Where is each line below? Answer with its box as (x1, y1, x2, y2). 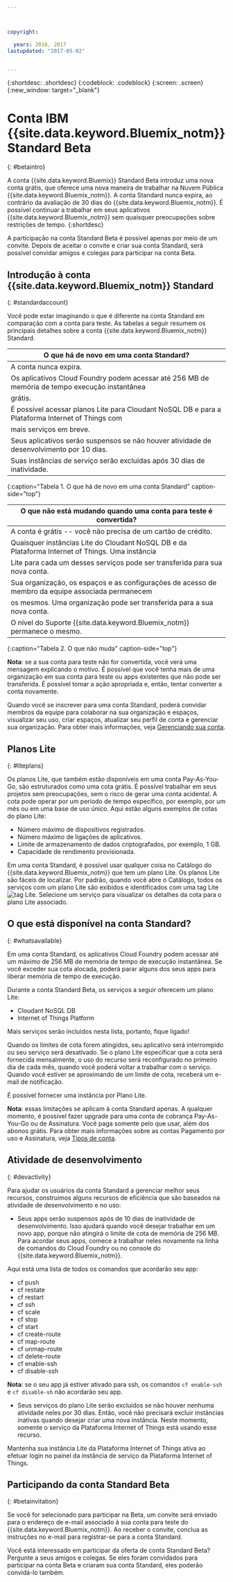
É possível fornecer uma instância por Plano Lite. (7, 1091, 147, 1099)
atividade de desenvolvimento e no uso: (7, 1201, 121, 1209)
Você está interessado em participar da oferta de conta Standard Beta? (7, 1547, 211, 1555)
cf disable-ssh (17, 1367, 59, 1375)
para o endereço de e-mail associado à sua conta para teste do (7, 1518, 189, 1526)
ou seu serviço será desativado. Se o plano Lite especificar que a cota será (7, 1048, 223, 1056)
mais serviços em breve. (10, 425, 90, 434)
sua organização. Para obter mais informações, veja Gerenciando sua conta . (7, 723, 225, 732)
